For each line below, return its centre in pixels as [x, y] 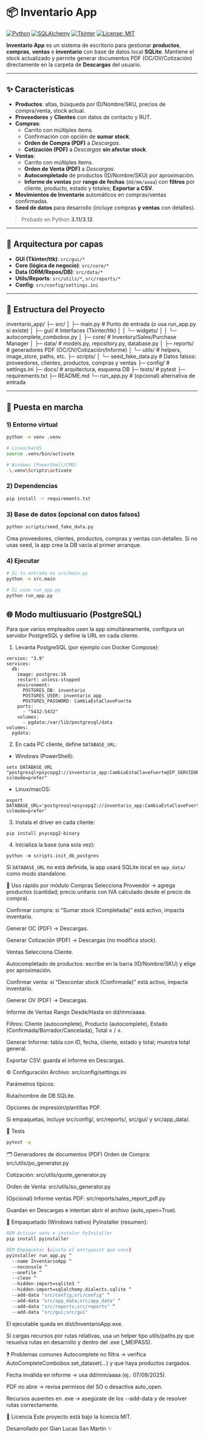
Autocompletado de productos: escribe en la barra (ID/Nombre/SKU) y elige [101, 964]
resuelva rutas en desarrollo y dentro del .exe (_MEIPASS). [79, 1342]
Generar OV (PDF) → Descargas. [47, 1000]
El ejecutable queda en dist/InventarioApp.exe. [65, 1324]
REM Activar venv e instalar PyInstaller [59, 1234]
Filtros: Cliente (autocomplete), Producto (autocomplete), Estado [87, 1024]
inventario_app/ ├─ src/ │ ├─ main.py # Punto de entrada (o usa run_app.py [101, 324]
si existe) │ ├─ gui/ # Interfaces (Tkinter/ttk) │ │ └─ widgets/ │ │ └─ [92, 330]
